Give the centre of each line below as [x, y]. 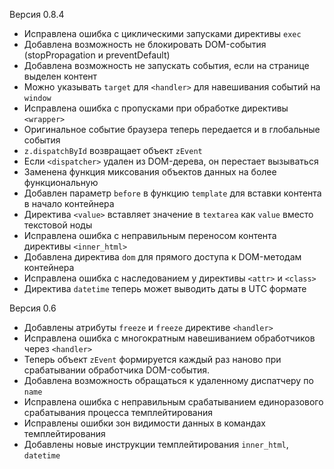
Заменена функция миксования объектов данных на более [150, 172]
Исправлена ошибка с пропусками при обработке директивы [156, 108]
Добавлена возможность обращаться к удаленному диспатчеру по [168, 380]
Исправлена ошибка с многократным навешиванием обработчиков [169, 338]
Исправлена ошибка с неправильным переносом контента [150, 235]
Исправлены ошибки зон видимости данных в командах [145, 423]
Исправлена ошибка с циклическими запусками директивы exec [162, 33]
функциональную [61, 182]
